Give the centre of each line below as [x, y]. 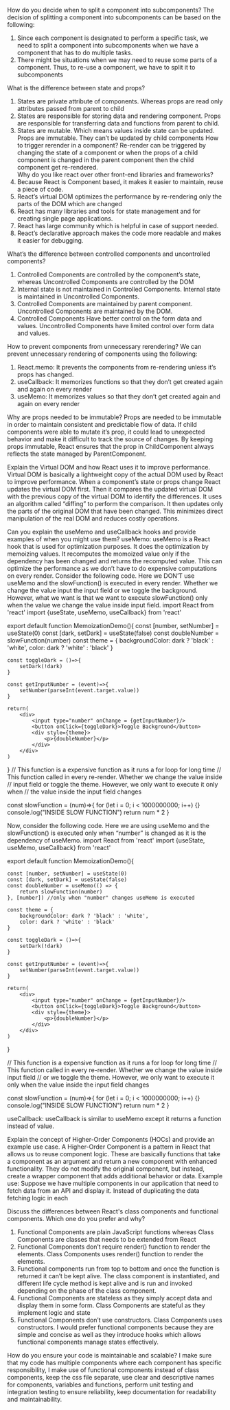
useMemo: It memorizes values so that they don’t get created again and [119, 396]
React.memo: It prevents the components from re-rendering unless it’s [116, 367]
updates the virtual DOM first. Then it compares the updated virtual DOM [110, 489]
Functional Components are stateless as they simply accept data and [115, 1298]
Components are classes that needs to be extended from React [107, 1239]
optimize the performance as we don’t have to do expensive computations [112, 568]
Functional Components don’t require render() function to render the [114, 1247]
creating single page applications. [65, 219]
